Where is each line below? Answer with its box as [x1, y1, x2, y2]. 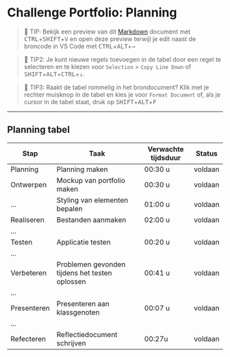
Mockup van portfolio [56, 175, 125, 185]
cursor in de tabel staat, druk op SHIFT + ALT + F [23, 97, 157, 106]
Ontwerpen [10, 180, 47, 189]
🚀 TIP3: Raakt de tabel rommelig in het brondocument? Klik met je [23, 83, 209, 91]
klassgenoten [56, 307, 101, 317]
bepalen [56, 204, 84, 213]
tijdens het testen [56, 268, 112, 278]
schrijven [56, 338, 86, 347]
